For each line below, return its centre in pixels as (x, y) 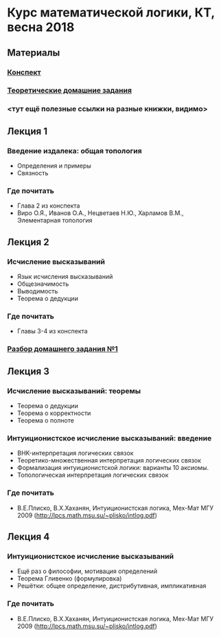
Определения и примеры (54, 166)
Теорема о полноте (45, 420)
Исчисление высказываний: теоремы (74, 391)
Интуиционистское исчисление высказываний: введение (109, 438)
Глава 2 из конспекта (48, 206)
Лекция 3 (28, 371)
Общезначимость (43, 284)
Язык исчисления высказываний (65, 277)
